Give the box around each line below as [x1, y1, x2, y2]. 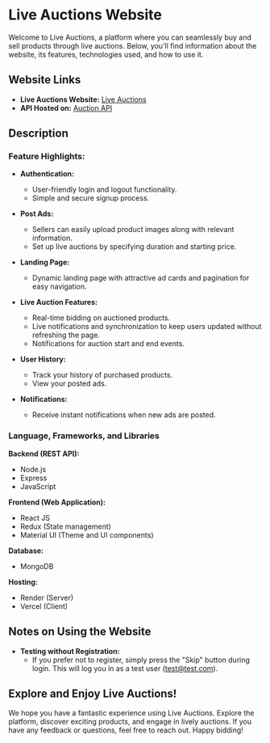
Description [8, 127, 69, 141]
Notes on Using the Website [8, 625, 152, 639]
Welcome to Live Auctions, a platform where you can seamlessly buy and [8, 32, 252, 42]
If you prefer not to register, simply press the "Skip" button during [31, 655, 250, 665]
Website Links [8, 73, 81, 87]
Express [19, 473, 48, 483]
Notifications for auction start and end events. [31, 339, 185, 348]
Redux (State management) [19, 521, 111, 531]
